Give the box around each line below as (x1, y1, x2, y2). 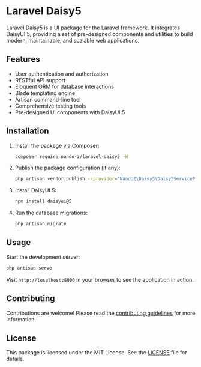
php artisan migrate (14, 221, 67, 227)
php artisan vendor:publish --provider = (14, 176, 118, 182)
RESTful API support (14, 76, 66, 83)
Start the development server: (6, 253, 80, 261)
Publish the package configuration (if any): (14, 164, 121, 172)
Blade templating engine (14, 89, 76, 97)
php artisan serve (6, 265, 52, 271)
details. (6, 356, 25, 363)
